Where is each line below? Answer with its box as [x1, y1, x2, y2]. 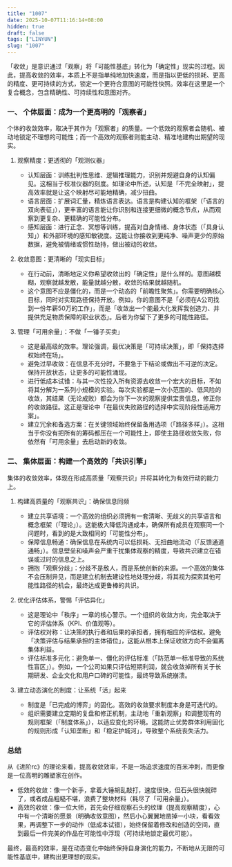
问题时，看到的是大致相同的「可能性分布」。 [27, 529, 152, 537]
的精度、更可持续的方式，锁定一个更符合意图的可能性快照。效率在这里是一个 [7, 80, 225, 87]
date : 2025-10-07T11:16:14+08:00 [7, 17, 104, 24]
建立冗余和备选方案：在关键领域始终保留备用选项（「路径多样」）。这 [27, 420, 219, 429]
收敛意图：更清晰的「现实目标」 [17, 255, 108, 263]
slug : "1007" [7, 42, 45, 49]
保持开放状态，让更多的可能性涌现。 [27, 368, 131, 377]
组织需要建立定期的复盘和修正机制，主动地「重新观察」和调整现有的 [27, 709, 222, 717]
